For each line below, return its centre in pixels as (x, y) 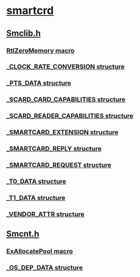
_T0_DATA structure (37, 181)
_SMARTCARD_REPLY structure (54, 149)
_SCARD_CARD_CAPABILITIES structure (66, 99)
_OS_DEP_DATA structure (45, 267)
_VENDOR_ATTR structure (46, 214)
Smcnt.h (23, 234)
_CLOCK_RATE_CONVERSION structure (65, 67)
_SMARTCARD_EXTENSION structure (62, 132)
